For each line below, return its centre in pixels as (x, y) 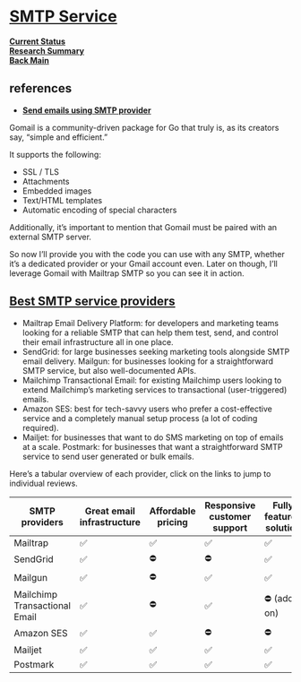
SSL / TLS (41, 171)
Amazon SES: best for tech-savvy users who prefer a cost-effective (147, 409)
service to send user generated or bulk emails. (108, 456)
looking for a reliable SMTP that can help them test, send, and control (150, 332)
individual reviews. (43, 483)
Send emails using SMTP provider (86, 110)
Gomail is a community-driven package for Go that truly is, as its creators (144, 127)
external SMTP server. (51, 237)
